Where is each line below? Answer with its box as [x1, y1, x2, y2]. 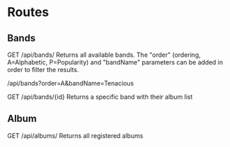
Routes [7, 4, 49, 20]
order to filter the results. [7, 66, 79, 73]
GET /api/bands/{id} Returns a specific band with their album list [7, 92, 193, 101]
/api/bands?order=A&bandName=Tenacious [7, 79, 134, 87]
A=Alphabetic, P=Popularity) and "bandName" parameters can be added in [7, 58, 224, 66]
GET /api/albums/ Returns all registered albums [7, 131, 143, 140]
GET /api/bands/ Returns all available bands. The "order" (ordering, [7, 50, 201, 59]
